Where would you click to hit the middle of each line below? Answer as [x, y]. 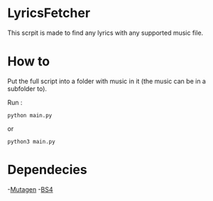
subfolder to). [27, 88]
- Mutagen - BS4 [30, 189]
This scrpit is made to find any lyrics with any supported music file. [105, 33]
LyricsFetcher [49, 13]
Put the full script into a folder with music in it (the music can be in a [106, 81]
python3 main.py [31, 141]
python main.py [30, 115]
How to [29, 61]
